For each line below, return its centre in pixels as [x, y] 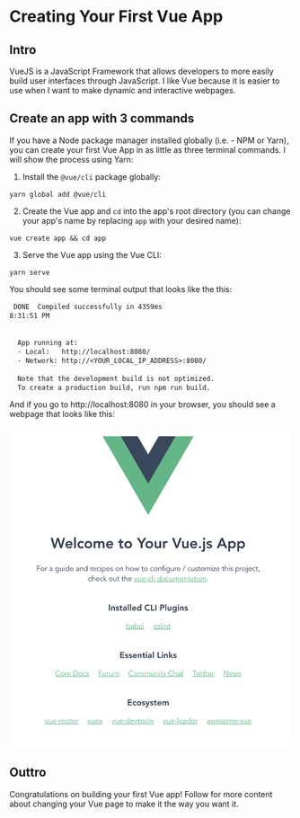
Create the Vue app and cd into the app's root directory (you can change [156, 211]
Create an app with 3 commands [102, 119]
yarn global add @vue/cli [57, 194]
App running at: [48, 342]
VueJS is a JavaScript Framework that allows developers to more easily [141, 71]
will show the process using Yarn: [71, 159]
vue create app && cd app [57, 238]
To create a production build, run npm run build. [114, 387]
